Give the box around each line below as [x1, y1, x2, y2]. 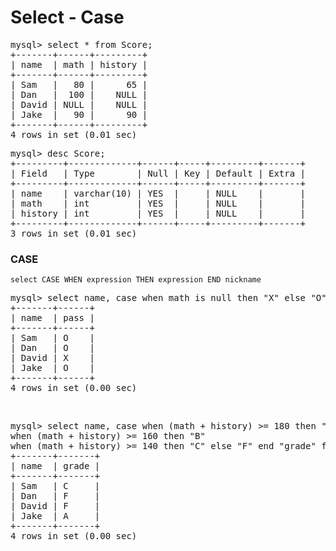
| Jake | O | [10, 362, 95, 374]
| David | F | [10, 501, 101, 512]
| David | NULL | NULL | [10, 99, 148, 110]
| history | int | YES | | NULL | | [10, 207, 307, 219]
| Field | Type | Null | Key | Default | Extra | [10, 167, 307, 179]
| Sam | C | [10, 481, 101, 492]
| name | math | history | [10, 59, 148, 70]
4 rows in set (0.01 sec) [10, 129, 138, 140]
